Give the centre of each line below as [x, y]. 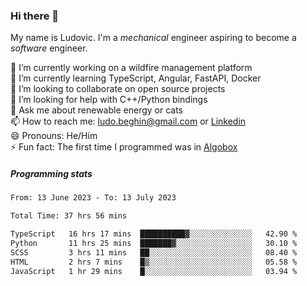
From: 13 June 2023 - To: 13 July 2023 [93, 198]
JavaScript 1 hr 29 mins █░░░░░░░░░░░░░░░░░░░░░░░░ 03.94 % [154, 271]
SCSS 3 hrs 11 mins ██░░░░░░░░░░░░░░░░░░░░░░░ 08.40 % [154, 252]
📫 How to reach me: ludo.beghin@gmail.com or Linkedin [128, 121]
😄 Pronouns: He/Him [54, 136]
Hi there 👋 [35, 16]
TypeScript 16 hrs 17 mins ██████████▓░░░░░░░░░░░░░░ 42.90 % [154, 234]
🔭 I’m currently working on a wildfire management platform [131, 68]
